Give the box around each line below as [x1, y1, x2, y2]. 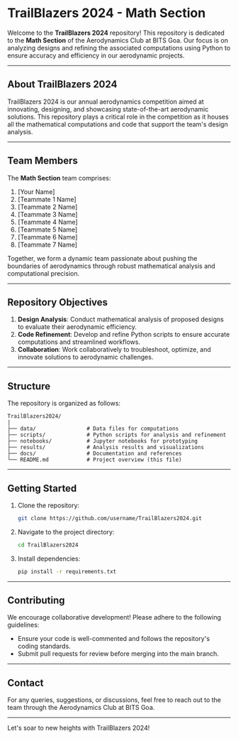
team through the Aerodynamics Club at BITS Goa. [7, 703, 155, 712]
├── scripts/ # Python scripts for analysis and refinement [7, 431, 227, 438]
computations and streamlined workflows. [17, 338, 140, 346]
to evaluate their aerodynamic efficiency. [17, 323, 137, 331]
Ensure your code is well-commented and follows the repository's [17, 635, 210, 643]
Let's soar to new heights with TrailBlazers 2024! [7, 723, 150, 733]
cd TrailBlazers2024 [17, 541, 79, 549]
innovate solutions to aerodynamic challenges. [17, 353, 154, 362]
